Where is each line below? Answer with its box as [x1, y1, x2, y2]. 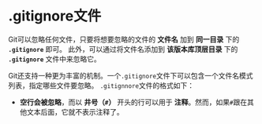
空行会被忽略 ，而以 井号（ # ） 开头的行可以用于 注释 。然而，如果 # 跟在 [19, 97, 247, 107]
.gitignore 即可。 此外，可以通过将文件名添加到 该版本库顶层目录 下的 [8, 44, 238, 53]
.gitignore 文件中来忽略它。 [8, 54, 101, 64]
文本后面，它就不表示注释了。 [26, 107, 124, 116]
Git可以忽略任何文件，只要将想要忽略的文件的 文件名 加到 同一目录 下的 [8, 35, 240, 44]
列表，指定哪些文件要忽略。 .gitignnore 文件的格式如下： [8, 80, 195, 90]
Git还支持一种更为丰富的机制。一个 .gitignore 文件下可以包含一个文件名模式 [8, 71, 254, 80]
